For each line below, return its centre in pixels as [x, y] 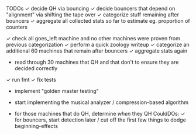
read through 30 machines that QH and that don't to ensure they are [97, 62]
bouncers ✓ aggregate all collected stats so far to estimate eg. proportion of [98, 21]
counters [17, 27]
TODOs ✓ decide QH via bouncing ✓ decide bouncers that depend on [91, 8]
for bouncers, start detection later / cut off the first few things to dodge [100, 120]
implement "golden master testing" [57, 91]
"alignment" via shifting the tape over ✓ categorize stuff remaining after [93, 15]
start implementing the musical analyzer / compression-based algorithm [102, 102]
